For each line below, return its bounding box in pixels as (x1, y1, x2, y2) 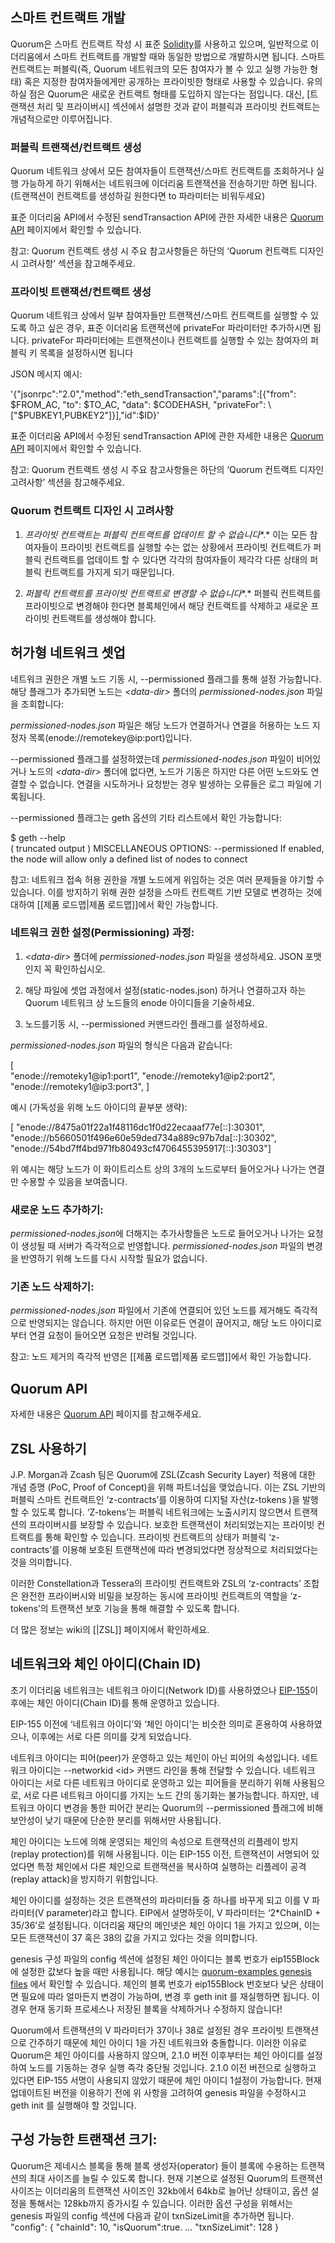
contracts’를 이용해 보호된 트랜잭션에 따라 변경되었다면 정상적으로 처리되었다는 (10, 1544, 319, 1556)
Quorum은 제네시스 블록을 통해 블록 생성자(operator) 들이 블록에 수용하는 (10, 2159, 299, 2172)
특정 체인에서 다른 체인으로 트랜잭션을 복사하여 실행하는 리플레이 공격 (36, 1860, 307, 1872)
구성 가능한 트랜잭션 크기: (10, 2131, 158, 2148)
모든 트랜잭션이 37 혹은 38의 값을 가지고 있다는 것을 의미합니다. (10, 1931, 258, 1943)
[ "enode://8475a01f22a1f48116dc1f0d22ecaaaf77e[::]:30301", (10, 1121, 266, 1133)
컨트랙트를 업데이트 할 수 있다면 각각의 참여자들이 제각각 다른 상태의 (43, 553, 308, 565)
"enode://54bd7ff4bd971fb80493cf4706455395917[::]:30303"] (10, 1142, 272, 1154)
